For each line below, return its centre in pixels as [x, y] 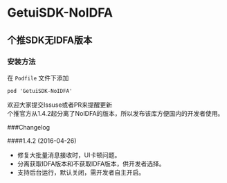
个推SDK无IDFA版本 [50, 40]
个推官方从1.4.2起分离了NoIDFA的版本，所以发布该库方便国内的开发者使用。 [116, 113]
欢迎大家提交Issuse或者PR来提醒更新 [60, 105]
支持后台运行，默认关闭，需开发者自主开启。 [81, 172]
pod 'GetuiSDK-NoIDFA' [40, 91]
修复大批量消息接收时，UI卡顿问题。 [69, 155]
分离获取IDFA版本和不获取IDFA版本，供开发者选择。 [91, 164]
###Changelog [29, 127]
